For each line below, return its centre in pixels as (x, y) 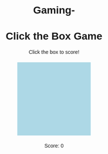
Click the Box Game (54, 36)
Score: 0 (54, 146)
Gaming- (54, 10)
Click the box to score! (54, 52)
